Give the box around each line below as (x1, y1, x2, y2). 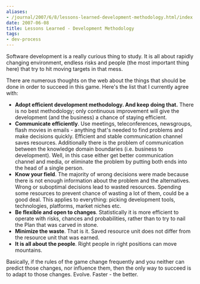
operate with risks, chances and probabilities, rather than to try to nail (14, 215, 186, 222)
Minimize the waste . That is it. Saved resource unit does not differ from (14, 227, 191, 235)
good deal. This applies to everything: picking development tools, (14, 196, 176, 203)
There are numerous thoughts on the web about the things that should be (6, 77, 186, 84)
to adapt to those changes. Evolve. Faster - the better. (6, 271, 139, 277)
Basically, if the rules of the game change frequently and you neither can (6, 258, 185, 265)
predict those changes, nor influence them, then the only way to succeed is (6, 264, 192, 271)
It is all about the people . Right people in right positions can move (14, 241, 177, 247)
